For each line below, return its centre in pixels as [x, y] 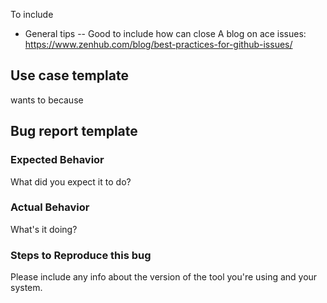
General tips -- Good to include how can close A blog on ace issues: [165, 33]
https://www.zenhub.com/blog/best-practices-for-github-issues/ [158, 44]
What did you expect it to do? [71, 181]
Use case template [69, 75]
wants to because [47, 100]
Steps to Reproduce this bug [81, 255]
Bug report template [74, 131]
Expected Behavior [57, 160]
